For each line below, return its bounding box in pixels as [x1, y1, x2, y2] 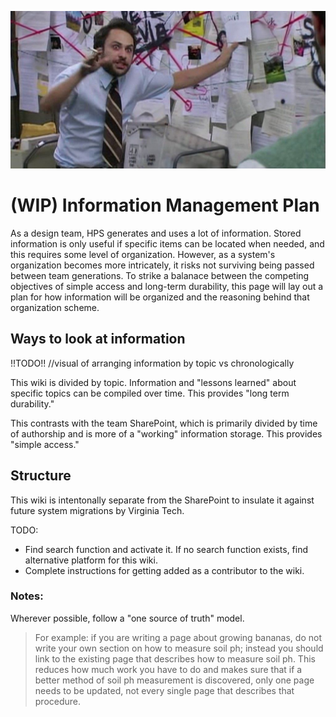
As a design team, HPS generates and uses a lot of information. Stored [10, 227, 302, 239]
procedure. [34, 695, 82, 707]
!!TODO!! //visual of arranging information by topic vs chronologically [10, 357, 295, 369]
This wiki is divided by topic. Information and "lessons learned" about [10, 376, 297, 388]
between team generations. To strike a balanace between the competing [10, 269, 310, 281]
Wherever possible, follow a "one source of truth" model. [10, 612, 245, 624]
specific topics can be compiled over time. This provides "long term [10, 387, 290, 399]
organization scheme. [10, 301, 100, 313]
